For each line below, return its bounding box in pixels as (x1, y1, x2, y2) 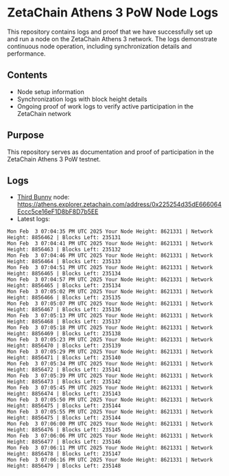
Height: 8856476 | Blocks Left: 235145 (7, 427, 121, 433)
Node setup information (16, 87, 84, 95)
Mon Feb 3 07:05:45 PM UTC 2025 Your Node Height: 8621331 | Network (7, 385, 213, 392)
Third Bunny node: (16, 193, 70, 201)
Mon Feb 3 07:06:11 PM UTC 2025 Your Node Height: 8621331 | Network (7, 444, 213, 451)
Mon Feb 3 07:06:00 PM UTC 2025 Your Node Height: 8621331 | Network (7, 420, 213, 427)
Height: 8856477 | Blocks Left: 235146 (7, 438, 121, 446)
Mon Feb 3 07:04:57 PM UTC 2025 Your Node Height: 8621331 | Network (7, 276, 213, 283)
